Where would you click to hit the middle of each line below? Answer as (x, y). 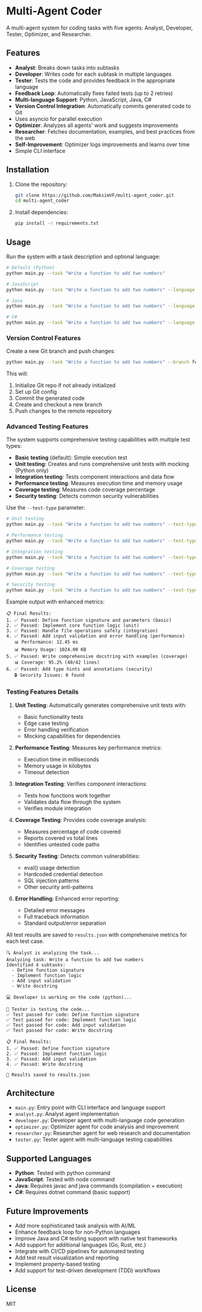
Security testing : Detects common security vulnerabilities (87, 496)
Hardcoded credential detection (63, 874)
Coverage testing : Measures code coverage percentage (85, 490)
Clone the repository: (41, 184)
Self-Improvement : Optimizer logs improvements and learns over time (102, 144)
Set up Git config (36, 392)
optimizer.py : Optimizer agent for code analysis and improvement (97, 1127)
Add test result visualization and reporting (67, 1257)
